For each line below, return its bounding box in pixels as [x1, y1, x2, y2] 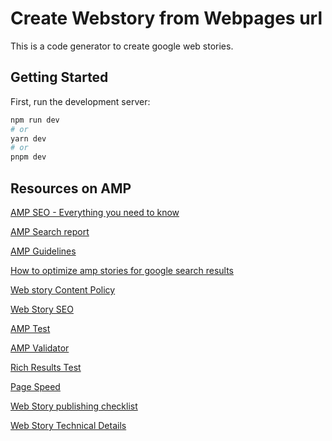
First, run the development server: [10, 95, 151, 107]
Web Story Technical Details [10, 419, 127, 431]
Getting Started [10, 69, 109, 86]
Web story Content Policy [10, 283, 116, 296]
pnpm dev [10, 152, 47, 162]
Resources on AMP [10, 180, 132, 197]
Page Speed [10, 380, 61, 392]
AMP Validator [10, 342, 70, 354]
